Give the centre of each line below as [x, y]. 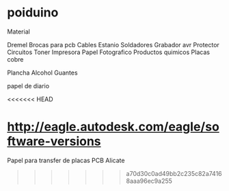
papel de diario [28, 86]
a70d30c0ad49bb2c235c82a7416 [174, 173]
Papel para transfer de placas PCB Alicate [66, 160]
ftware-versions [54, 141]
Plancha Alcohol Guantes [42, 73]
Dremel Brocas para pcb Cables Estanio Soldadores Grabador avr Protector [113, 44]
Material [19, 31]
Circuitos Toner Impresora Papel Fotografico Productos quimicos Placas [109, 52]
